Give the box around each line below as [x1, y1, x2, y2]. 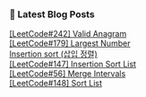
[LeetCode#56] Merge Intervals [9, 68, 126, 79]
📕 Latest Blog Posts [9, 8, 96, 21]
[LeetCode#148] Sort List [9, 78, 103, 89]
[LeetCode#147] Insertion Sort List [9, 58, 137, 70]
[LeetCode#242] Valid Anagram [9, 29, 127, 40]
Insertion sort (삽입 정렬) [9, 48, 99, 59]
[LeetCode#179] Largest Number [9, 38, 131, 48]
